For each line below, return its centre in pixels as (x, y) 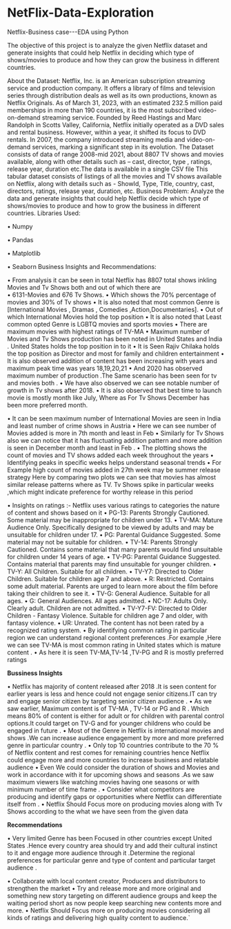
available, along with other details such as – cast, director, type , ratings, (110, 161)
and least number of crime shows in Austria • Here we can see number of (112, 425)
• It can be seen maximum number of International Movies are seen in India (114, 418)
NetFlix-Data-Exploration (81, 13)
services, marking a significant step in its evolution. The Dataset (123, 147)
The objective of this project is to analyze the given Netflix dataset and (108, 45)
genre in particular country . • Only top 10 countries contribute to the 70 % (113, 745)
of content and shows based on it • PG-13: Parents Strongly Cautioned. (108, 513)
